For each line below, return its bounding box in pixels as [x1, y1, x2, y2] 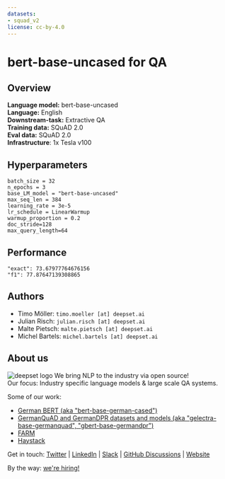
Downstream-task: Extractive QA [7, 116, 105, 125]
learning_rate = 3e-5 [7, 202, 71, 209]
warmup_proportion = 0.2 [7, 215, 81, 222]
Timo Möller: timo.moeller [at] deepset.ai [17, 309, 145, 318]
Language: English [7, 108, 62, 117]
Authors [7, 291, 45, 303]
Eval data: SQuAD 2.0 [7, 131, 71, 139]
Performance [7, 246, 67, 258]
